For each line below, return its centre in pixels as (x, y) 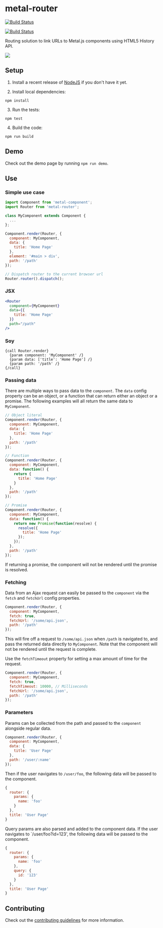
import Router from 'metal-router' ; (42, 207)
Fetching (16, 582)
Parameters (19, 713)
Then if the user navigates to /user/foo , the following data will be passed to (81, 774)
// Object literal (24, 415)
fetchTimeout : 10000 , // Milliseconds (49, 686)
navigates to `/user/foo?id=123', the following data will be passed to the (77, 834)
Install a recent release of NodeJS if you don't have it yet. (70, 82)
